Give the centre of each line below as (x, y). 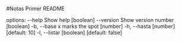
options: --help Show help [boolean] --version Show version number (90, 20)
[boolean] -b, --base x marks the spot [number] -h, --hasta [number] (90, 26)
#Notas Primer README (36, 9)
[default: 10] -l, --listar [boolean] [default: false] (64, 33)
